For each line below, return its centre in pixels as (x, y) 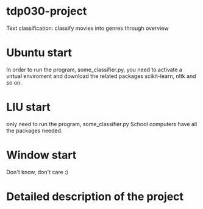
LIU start (28, 107)
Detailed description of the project (95, 197)
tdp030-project (47, 11)
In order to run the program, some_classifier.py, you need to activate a (94, 69)
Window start (41, 155)
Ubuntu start (39, 53)
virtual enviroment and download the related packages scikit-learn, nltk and (101, 76)
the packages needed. (34, 130)
